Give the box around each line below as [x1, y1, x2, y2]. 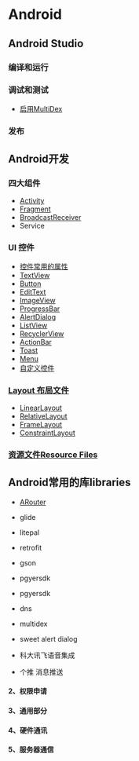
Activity [19, 196, 45, 206]
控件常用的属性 [19, 262, 68, 271]
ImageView [19, 295, 57, 305]
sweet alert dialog [19, 634, 78, 643]
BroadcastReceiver [19, 213, 82, 222]
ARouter [19, 497, 46, 507]
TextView [19, 270, 50, 280]
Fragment [19, 204, 51, 214]
